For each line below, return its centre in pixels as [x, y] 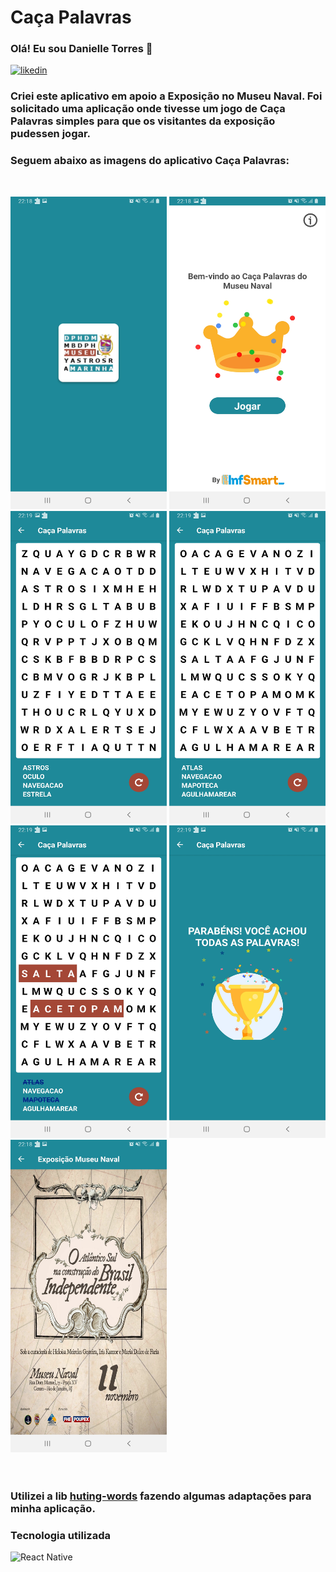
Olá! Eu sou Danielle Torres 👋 [81, 49]
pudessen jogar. [51, 134]
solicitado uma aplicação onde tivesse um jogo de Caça [148, 109]
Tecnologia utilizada [60, 1535]
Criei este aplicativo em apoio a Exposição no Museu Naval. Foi [166, 96]
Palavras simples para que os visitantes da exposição [143, 121]
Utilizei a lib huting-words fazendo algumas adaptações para [161, 1496]
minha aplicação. [53, 1508]
